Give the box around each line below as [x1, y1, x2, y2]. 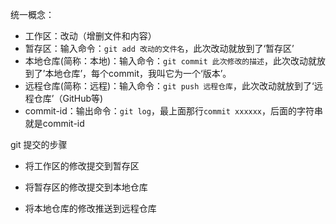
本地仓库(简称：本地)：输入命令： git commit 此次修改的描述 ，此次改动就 [24, 55, 317, 67]
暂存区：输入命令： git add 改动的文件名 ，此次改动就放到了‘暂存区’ [24, 43, 295, 54]
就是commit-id [24, 118, 85, 129]
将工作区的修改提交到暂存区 [24, 160, 140, 172]
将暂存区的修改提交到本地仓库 [24, 181, 148, 193]
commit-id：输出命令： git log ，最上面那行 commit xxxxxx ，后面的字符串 [24, 105, 324, 117]
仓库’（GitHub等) [33, 93, 104, 104]
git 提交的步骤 [10, 139, 68, 150]
